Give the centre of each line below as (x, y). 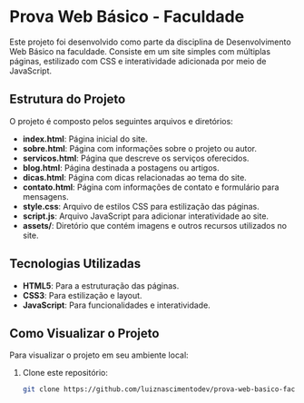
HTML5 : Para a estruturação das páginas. (101, 285)
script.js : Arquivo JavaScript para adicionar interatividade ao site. (146, 216)
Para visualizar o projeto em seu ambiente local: (99, 355)
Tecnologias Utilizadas (75, 264)
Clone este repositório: (65, 373)
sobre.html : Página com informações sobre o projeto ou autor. (139, 148)
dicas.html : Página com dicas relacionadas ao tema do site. (134, 177)
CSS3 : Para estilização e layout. (82, 295)
